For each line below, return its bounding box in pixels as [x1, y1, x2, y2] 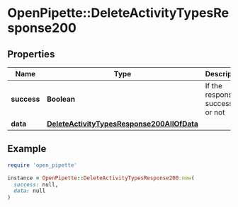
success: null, [13, 181, 59, 188]
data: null [13, 187, 46, 195]
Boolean [47, 94, 76, 104]
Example [7, 143, 47, 155]
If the [205, 81, 223, 90]
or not [205, 107, 225, 117]
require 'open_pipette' [7, 161, 78, 169]
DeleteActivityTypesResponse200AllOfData [47, 119, 198, 129]
